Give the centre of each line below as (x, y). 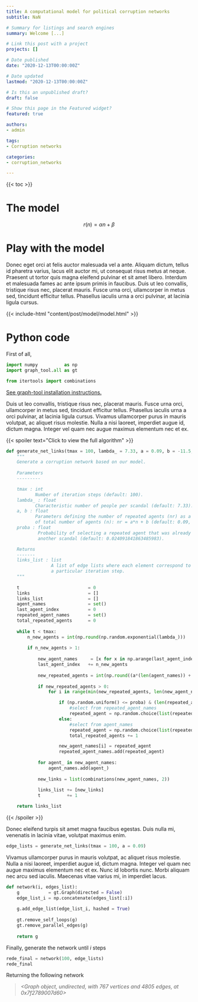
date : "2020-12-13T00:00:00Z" (43, 66)
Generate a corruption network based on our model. (81, 462)
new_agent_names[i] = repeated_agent (105, 746)
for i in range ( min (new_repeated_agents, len (105, 692)
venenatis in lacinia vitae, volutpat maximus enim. (66, 835)
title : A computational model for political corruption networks (88, 12)
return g (27, 936)
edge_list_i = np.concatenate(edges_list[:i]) (75, 898)
